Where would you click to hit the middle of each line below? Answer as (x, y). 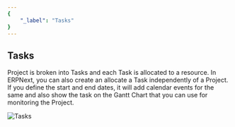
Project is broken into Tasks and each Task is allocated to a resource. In (112, 73)
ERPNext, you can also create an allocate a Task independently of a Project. (118, 80)
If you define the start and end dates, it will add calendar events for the (111, 87)
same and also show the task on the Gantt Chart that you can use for (108, 95)
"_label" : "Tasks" (47, 20)
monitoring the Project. (41, 102)
